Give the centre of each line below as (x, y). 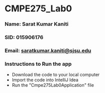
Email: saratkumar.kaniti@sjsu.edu (48, 50)
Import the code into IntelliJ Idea (45, 80)
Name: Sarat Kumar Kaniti (37, 24)
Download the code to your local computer (56, 75)
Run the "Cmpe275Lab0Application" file (53, 85)
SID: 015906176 (24, 38)
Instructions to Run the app (38, 64)
